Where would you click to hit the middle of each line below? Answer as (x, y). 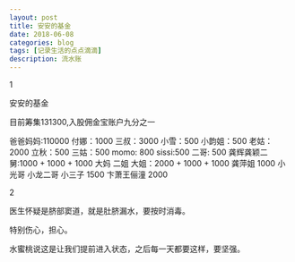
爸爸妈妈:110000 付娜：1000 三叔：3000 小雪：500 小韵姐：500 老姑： (141, 141)
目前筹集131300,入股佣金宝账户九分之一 (82, 122)
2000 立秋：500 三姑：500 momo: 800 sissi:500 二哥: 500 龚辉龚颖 (135, 152)
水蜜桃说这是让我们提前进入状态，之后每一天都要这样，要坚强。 (127, 249)
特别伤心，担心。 (41, 230)
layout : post (34, 17)
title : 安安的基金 (40, 26)
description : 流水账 (46, 59)
